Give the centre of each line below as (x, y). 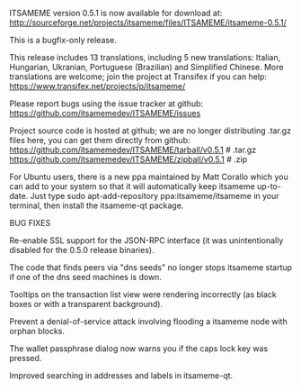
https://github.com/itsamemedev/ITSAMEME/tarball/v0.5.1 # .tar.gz (133, 150)
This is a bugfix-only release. (63, 40)
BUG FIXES (30, 223)
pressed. (26, 358)
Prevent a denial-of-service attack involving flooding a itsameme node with (148, 322)
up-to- (269, 186)
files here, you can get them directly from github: (100, 140)
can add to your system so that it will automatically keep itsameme (133, 186)
